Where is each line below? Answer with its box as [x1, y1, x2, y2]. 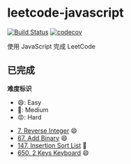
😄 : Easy [17, 98, 42, 106]
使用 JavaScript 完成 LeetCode [7, 42, 96, 50]
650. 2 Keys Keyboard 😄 [17, 148, 89, 157]
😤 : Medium [17, 106, 49, 114]
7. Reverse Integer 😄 [17, 126, 78, 135]
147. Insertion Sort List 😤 [17, 141, 87, 149]
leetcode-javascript [7, 5, 124, 21]
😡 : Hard [17, 113, 42, 121]
